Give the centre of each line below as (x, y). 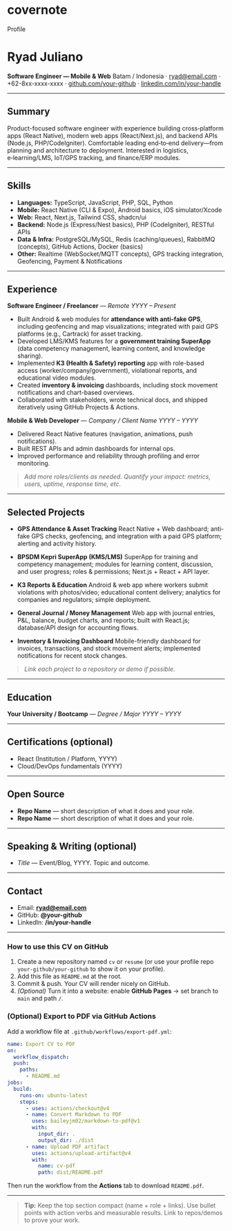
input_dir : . (57, 1134)
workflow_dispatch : (41, 1057)
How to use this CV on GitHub (58, 947)
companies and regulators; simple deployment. (84, 600)
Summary (29, 112)
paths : (29, 1070)
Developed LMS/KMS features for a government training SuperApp (114, 341)
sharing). (30, 356)
